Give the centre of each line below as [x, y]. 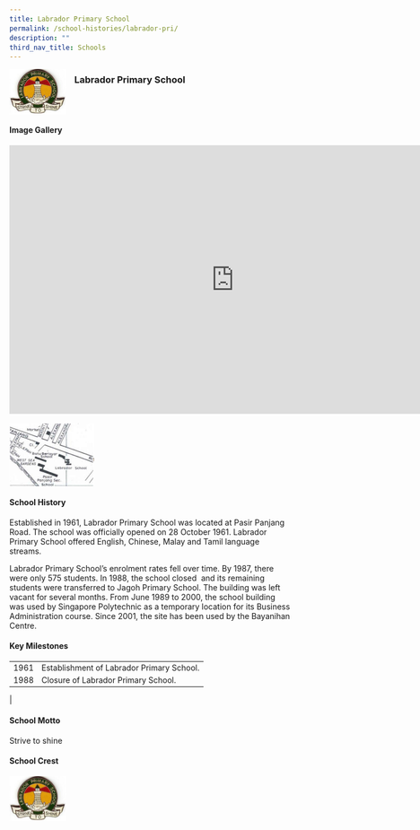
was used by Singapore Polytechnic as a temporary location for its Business [150, 607]
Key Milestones [39, 646]
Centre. [23, 625]
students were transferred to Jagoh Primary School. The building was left [145, 587]
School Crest [34, 761]
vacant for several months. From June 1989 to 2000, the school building [142, 597]
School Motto [35, 720]
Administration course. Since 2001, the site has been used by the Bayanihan [150, 616]
